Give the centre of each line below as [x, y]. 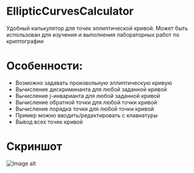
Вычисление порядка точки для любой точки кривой [85, 109]
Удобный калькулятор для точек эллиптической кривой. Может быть [97, 28]
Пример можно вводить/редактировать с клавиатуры [86, 115]
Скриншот [34, 146]
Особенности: [45, 66]
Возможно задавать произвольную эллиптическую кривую [94, 83]
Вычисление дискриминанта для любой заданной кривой [91, 89]
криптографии [25, 41]
